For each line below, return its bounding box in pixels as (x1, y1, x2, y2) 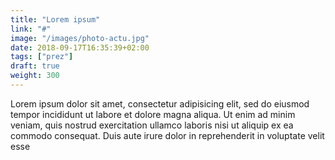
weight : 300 (10, 71, 60, 81)
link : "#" (10, 24, 52, 34)
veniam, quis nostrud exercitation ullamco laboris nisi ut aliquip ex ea (10, 119, 294, 131)
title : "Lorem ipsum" (10, 14, 101, 25)
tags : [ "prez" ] (10, 52, 74, 62)
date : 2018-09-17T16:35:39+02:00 (10, 42, 150, 53)
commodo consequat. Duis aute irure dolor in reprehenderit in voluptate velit (10, 129, 325, 141)
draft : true (10, 61, 60, 71)
